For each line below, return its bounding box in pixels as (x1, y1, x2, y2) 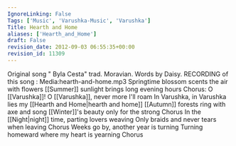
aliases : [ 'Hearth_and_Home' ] (7, 30, 97, 38)
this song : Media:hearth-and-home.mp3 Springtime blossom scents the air (7, 77, 229, 85)
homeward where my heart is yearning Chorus (7, 130, 144, 139)
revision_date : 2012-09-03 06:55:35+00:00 (7, 43, 135, 51)
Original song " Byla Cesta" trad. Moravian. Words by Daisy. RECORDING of (7, 69, 229, 78)
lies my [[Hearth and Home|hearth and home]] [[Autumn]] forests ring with (7, 100, 226, 108)
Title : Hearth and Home (7, 24, 78, 31)
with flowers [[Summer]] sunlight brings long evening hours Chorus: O (7, 85, 213, 93)
